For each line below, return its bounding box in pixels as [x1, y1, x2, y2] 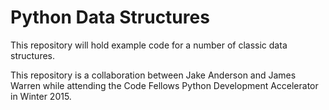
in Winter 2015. [10, 90, 72, 102]
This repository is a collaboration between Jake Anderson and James [10, 69, 297, 81]
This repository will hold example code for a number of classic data [10, 39, 288, 51]
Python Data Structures [10, 6, 210, 29]
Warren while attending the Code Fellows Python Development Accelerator [10, 79, 319, 91]
